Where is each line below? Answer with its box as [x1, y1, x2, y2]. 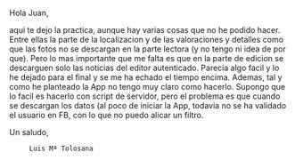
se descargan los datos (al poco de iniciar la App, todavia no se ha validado [9, 100, 287, 110]
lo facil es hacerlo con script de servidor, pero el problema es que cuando [9, 91, 281, 101]
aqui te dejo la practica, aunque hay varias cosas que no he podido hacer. [9, 25, 281, 35]
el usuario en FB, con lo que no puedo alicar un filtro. [9, 110, 204, 120]
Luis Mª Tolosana [29, 144, 94, 153]
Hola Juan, [9, 8, 49, 18]
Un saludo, [9, 127, 49, 137]
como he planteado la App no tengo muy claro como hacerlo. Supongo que [9, 82, 286, 92]
